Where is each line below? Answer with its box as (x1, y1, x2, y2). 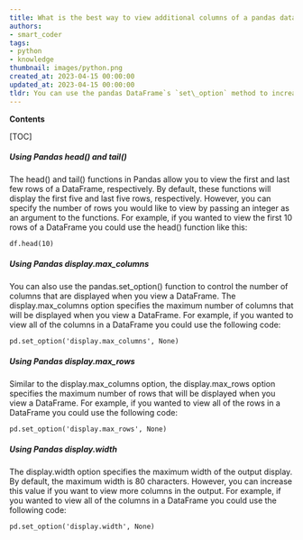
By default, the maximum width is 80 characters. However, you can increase (9, 476, 293, 487)
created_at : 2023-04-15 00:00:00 (9, 72, 135, 81)
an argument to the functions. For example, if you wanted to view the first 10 (9, 213, 293, 224)
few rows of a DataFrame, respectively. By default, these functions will (9, 184, 271, 195)
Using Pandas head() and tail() (9, 151, 128, 162)
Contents (9, 114, 45, 124)
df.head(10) (9, 240, 54, 249)
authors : (9, 22, 42, 31)
